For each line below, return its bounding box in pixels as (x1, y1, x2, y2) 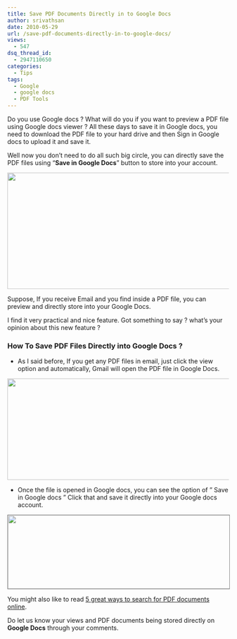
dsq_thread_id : (7, 50, 52, 57)
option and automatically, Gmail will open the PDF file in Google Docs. (17, 365, 220, 373)
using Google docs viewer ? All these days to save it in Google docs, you (7, 123, 218, 130)
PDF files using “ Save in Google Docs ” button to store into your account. (7, 159, 218, 166)
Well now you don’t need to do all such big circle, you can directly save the (7, 151, 224, 159)
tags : (7, 75, 23, 83)
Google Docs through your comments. (7, 623, 119, 632)
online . (7, 602, 27, 611)
